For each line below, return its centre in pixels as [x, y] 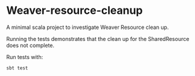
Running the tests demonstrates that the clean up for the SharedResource [98, 39]
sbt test [17, 68]
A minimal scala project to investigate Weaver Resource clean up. [88, 27]
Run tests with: [25, 57]
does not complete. [30, 45]
